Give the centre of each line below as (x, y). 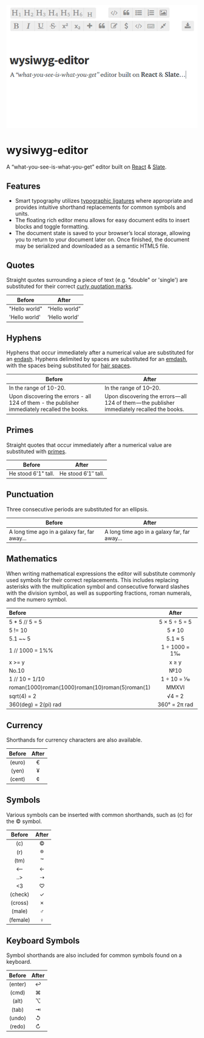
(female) (19, 920)
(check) (20, 894)
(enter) (18, 984)
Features (23, 186)
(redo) (18, 1026)
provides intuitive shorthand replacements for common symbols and (100, 207)
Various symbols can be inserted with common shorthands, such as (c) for (100, 815)
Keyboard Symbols (43, 940)
